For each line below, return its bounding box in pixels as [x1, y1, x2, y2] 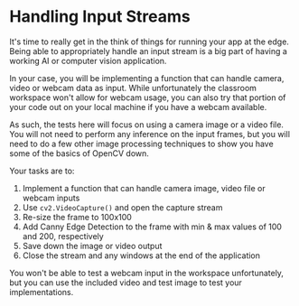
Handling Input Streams [9, 6, 192, 27]
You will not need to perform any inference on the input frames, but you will [9, 128, 291, 139]
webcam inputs [22, 192, 80, 203]
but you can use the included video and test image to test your [9, 277, 242, 288]
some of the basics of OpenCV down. [9, 147, 149, 159]
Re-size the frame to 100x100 [22, 211, 133, 222]
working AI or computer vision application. [9, 55, 167, 66]
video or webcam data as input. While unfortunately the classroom [9, 82, 257, 93]
